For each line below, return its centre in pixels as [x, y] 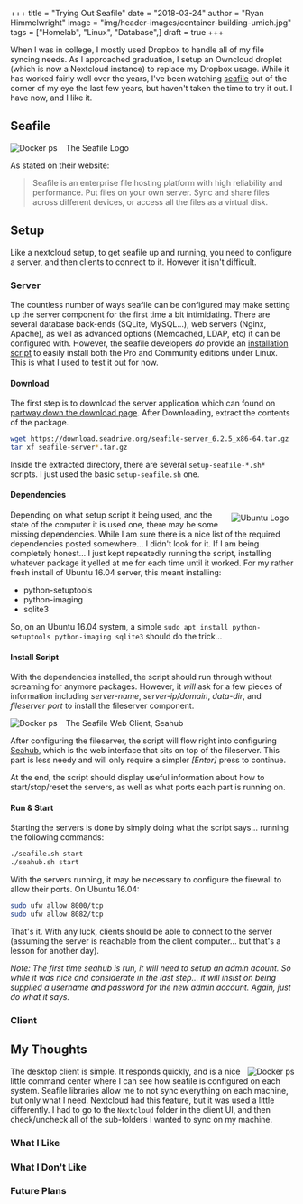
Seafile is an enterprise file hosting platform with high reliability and [157, 182]
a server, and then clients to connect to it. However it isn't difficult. [133, 262]
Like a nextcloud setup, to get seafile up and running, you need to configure [151, 252]
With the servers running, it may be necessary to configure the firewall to [146, 880]
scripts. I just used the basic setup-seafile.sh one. [105, 474]
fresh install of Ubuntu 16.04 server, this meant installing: [116, 573]
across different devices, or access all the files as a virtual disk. [150, 201]
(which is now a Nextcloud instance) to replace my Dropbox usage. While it [150, 69]
